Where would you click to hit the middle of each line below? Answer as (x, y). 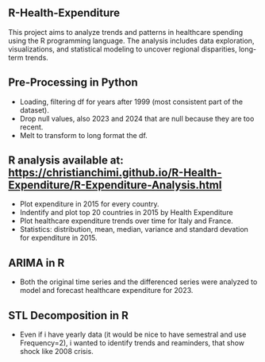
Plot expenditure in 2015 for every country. (90, 204)
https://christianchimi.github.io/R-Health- (115, 173)
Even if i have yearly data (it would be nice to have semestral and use (133, 335)
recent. (31, 127)
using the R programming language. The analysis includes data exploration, (131, 40)
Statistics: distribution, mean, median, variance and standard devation (134, 229)
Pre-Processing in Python (73, 83)
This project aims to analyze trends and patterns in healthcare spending (126, 32)
